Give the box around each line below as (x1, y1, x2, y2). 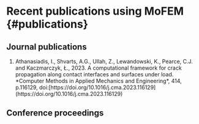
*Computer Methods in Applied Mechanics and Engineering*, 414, (15, 78, 182, 84)
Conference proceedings (6, 108, 104, 119)
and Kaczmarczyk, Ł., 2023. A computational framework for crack (15, 64, 182, 71)
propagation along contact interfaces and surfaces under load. (15, 71, 174, 78)
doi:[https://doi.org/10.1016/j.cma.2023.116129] (39, 84, 156, 91)
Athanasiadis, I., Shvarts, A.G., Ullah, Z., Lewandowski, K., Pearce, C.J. (15, 58, 193, 65)
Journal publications (6, 42, 87, 52)
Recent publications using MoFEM (6, 4, 184, 18)
